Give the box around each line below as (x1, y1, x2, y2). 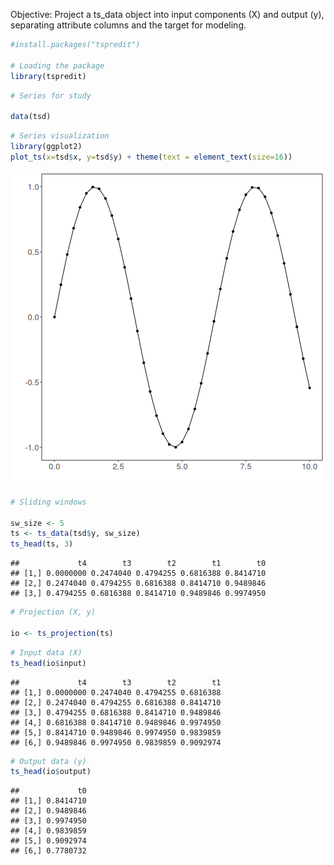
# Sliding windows (10, 497, 87, 507)
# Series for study (10, 90, 92, 101)
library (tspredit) (10, 71, 87, 81)
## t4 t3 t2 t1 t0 (10, 559, 267, 569)
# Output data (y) (10, 756, 87, 766)
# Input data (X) (10, 647, 83, 658)
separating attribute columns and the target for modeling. (10, 19, 247, 31)
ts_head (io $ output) (10, 767, 92, 777)
